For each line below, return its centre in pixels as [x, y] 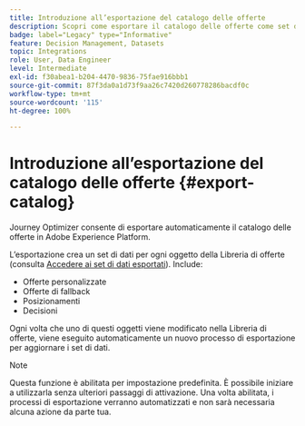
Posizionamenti [51, 302]
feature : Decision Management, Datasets [87, 43]
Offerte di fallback [56, 292]
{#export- [216, 183]
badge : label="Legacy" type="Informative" [91, 35]
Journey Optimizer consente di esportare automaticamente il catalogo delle [151, 227]
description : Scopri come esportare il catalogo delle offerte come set [150, 26]
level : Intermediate [49, 69]
